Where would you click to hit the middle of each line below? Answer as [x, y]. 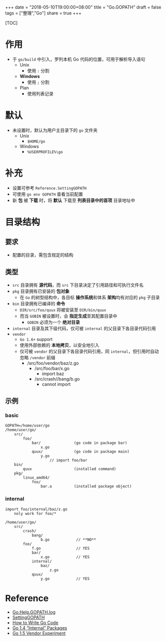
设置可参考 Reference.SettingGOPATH [49, 188]
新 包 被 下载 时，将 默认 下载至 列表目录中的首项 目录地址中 [74, 200]
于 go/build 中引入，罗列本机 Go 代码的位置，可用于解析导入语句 [79, 59]
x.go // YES [65, 557]
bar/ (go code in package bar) [79, 443]
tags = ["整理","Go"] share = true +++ [43, 13]
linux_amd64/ [36, 478]
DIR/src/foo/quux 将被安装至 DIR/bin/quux [63, 310]
